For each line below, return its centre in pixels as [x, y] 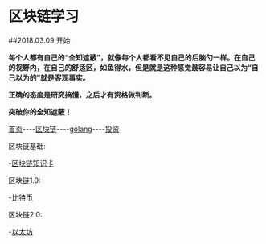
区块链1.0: [25, 180]
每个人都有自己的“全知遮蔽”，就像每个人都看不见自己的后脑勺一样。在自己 [132, 57]
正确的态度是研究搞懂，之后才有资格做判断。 [82, 94]
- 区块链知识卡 [31, 163]
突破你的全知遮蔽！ [40, 112]
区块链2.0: [25, 214]
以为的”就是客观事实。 [52, 77]
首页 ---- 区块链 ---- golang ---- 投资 [64, 129]
